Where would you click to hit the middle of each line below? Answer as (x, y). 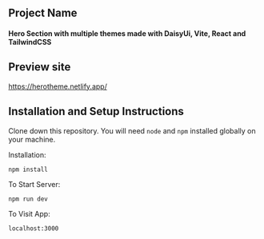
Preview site (40, 67)
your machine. (32, 139)
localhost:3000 (34, 228)
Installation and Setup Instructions (96, 112)
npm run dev (28, 199)
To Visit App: (29, 213)
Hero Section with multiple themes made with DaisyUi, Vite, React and (127, 33)
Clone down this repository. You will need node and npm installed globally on (132, 130)
